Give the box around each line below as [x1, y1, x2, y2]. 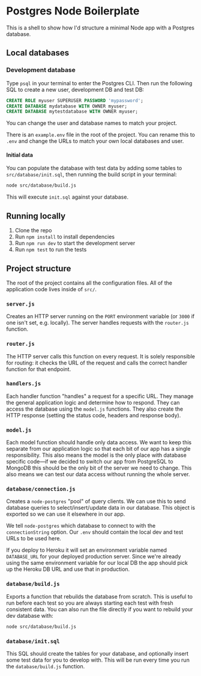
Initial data [6, 151, 33, 158]
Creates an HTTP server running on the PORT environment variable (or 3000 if [6, 313, 195, 320]
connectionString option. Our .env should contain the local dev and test [6, 528, 184, 536]
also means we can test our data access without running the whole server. [6, 471, 190, 478]
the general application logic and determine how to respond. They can [6, 399, 180, 406]
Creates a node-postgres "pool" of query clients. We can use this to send [6, 498, 186, 505]
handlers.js [6, 380, 41, 387]
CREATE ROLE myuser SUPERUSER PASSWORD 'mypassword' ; [6, 97, 144, 103]
